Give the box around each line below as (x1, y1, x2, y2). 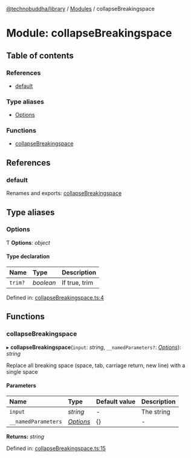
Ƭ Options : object (6, 239, 50, 246)
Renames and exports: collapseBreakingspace (6, 190, 122, 197)
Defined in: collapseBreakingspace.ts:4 (6, 294, 104, 302)
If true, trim (62, 279, 94, 287)
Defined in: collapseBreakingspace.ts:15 (6, 445, 106, 452)
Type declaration (6, 253, 50, 260)
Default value (95, 397, 136, 405)
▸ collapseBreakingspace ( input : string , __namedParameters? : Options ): (6, 343, 181, 351)
